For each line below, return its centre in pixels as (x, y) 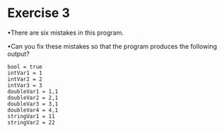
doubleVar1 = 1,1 (33, 91)
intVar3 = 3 (25, 85)
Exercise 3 (39, 13)
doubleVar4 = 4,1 (33, 110)
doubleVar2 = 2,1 (33, 98)
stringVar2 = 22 (31, 122)
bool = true (25, 66)
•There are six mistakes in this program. (65, 33)
